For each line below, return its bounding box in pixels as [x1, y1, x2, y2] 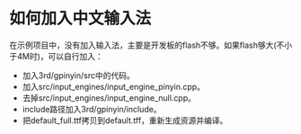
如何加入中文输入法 [9, 8, 152, 29]
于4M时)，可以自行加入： [9, 50, 103, 61]
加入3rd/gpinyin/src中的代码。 [22, 69, 135, 81]
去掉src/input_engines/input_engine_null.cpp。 [22, 92, 196, 103]
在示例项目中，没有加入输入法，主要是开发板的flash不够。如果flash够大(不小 [9, 40, 293, 50]
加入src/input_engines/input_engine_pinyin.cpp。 [22, 81, 205, 92]
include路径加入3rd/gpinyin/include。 [22, 103, 162, 114]
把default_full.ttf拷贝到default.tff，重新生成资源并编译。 [22, 114, 228, 126]
